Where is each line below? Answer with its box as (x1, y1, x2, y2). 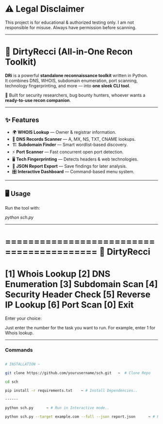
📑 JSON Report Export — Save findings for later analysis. (12, 163, 127, 169)
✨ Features (5, 116, 39, 124)
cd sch (5, 379, 18, 384)
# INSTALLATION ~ (5, 361, 40, 367)
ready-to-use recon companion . (5, 97, 71, 103)
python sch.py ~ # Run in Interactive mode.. (5, 406, 110, 410)
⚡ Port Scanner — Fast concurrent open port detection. (12, 149, 124, 155)
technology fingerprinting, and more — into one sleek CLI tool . (5, 82, 130, 88)
